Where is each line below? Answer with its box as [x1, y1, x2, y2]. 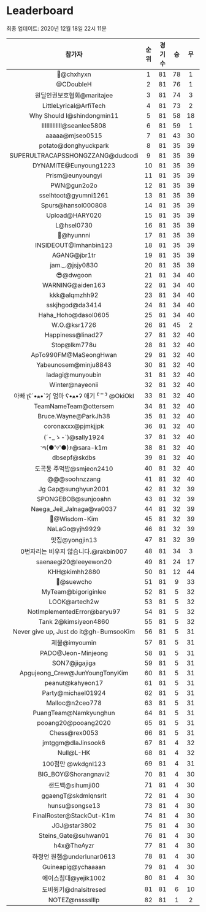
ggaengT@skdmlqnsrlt [41, 791, 107, 800]
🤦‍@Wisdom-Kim [49, 515, 99, 523]
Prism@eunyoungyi [45, 171, 102, 180]
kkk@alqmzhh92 [49, 291, 99, 299]
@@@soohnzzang [47, 475, 101, 483]
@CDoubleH [56, 80, 92, 88]
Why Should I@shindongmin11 [29, 111, 119, 120]
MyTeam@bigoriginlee [41, 587, 107, 596]
